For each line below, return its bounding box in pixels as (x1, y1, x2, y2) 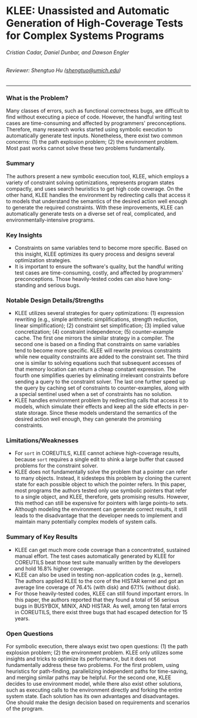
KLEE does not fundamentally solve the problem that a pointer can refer (14, 468, 188, 476)
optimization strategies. (14, 256, 72, 263)
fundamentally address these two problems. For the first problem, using (6, 662, 179, 669)
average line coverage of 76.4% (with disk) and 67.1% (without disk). (14, 584, 181, 591)
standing (14, 282, 36, 289)
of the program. (6, 705, 44, 712)
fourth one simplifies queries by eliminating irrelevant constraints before (14, 372, 189, 379)
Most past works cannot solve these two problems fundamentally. (6, 145, 165, 152)
